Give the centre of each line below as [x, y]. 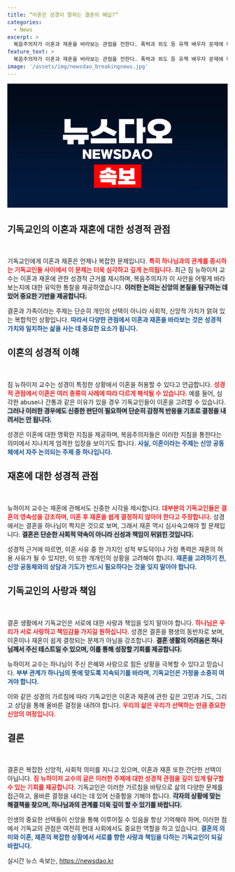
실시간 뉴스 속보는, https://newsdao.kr [60, 861]
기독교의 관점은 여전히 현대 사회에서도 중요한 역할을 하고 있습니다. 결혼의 [119, 829]
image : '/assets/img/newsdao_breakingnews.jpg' [78, 67]
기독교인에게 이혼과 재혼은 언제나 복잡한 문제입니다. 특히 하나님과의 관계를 [108, 261]
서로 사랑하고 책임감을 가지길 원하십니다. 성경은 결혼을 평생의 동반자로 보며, [122, 632]
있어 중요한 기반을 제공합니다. [47, 296]
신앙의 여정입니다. [32, 714]
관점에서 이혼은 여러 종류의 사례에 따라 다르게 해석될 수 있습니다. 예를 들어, [115, 393]
